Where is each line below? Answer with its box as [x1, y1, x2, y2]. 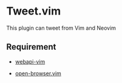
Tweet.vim [6, 4, 61, 18]
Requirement [6, 42, 56, 52]
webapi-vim [15, 58, 46, 65]
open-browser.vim [15, 70, 62, 77]
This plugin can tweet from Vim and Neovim [6, 24, 117, 32]
